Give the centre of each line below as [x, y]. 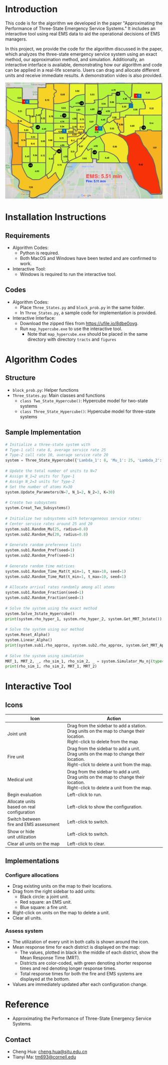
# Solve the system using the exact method [51, 608]
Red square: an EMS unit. [46, 902]
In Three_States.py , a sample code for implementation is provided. [88, 313]
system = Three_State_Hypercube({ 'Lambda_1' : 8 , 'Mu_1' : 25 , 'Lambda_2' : [84, 460]
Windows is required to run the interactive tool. [68, 275]
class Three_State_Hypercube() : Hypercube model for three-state [88, 411]
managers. [16, 39]
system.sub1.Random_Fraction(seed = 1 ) [44, 593]
